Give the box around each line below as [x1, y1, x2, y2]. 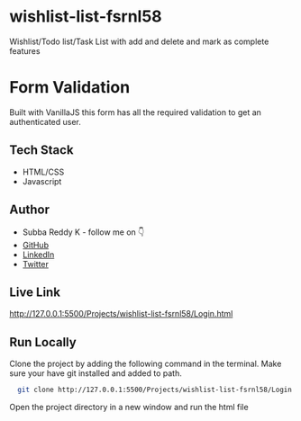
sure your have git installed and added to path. [9, 368, 182, 379]
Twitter [22, 258, 50, 269]
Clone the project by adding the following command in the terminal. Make [9, 358, 282, 370]
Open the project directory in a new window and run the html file [9, 402, 250, 412]
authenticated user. [9, 116, 81, 127]
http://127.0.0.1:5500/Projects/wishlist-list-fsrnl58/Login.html [9, 309, 233, 319]
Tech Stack [9, 142, 74, 158]
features [9, 45, 41, 56]
